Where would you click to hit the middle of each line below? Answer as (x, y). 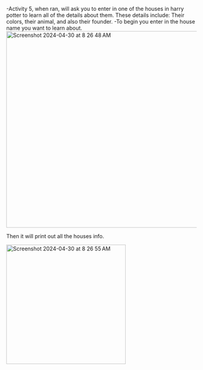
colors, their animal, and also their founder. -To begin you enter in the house (101, 21)
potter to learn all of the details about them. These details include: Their (95, 15)
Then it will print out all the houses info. (55, 236)
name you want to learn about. (44, 28)
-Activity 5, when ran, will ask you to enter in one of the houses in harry (95, 9)
